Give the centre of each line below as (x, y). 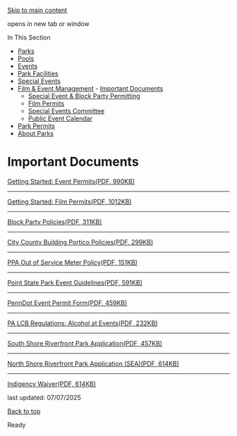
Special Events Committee (66, 111)
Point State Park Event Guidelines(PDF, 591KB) (75, 282)
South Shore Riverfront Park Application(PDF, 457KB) (85, 343)
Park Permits (36, 126)
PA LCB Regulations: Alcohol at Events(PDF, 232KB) (83, 323)
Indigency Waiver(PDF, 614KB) (52, 384)
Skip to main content (37, 10)
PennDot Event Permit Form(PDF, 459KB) (67, 303)
